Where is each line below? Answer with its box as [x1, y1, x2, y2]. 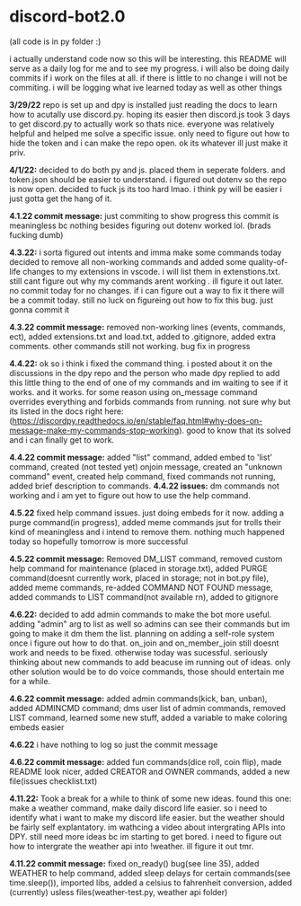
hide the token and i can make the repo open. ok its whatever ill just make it [9, 137, 288, 148]
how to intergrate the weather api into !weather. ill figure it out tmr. [9, 840, 254, 851]
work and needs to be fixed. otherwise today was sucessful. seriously [9, 647, 268, 657]
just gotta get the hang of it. [9, 193, 112, 204]
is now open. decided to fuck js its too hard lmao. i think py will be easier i [9, 183, 283, 194]
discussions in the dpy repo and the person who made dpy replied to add [9, 367, 280, 378]
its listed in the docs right [9, 406, 103, 417]
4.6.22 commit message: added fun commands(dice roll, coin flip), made [9, 756, 282, 767]
